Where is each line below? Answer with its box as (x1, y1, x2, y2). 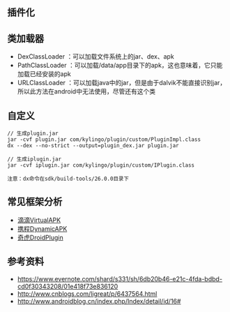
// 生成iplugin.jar (7, 156, 62, 163)
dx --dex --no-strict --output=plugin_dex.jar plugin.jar (7, 142, 179, 149)
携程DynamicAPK (17, 224, 68, 232)
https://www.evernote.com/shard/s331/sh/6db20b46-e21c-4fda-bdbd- (17, 274, 223, 283)
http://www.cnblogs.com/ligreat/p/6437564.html (17, 289, 158, 298)
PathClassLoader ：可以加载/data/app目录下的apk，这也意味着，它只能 (17, 61, 223, 70)
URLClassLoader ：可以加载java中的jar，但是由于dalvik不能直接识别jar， (17, 79, 227, 87)
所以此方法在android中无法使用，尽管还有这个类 (17, 87, 155, 96)
